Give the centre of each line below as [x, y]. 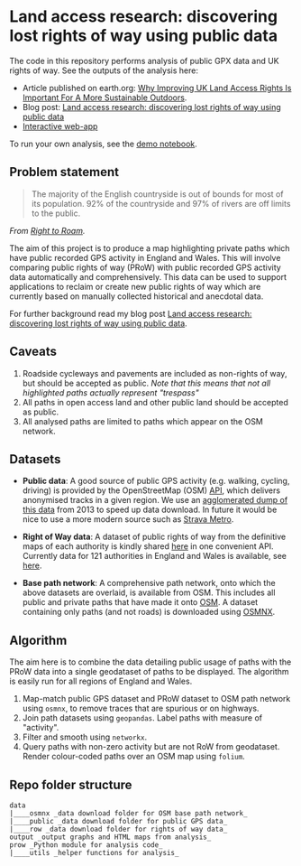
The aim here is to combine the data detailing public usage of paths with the [150, 662]
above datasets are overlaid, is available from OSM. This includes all [149, 592]
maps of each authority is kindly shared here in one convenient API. [148, 546]
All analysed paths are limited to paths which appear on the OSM [143, 421]
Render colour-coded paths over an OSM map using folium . [133, 757]
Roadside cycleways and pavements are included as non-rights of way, [155, 373]
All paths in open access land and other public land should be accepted [155, 402]
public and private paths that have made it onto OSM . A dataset [140, 602]
